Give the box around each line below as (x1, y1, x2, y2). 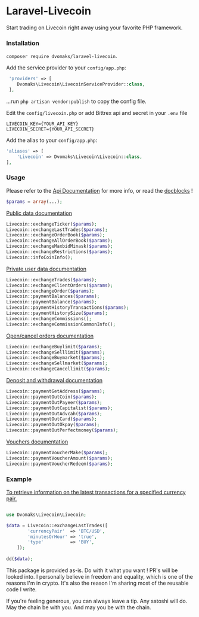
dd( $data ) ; (6, 556, 33, 562)
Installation (6, 39, 40, 47)
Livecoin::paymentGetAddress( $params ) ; (6, 388, 105, 394)
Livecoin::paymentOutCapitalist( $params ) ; (6, 405, 113, 411)
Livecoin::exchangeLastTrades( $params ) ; (6, 226, 108, 233)
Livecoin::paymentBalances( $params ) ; (6, 293, 100, 300)
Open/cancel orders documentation (6, 332, 94, 339)
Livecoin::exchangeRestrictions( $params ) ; (6, 249, 113, 255)
